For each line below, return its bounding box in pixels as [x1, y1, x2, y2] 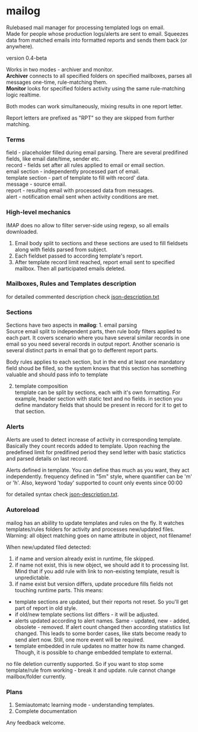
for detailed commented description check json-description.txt [6, 293, 159, 300]
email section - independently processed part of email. [6, 168, 140, 175]
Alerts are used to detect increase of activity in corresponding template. [6, 436, 182, 443]
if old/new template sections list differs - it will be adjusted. [14, 611, 159, 618]
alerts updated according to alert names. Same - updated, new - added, [14, 617, 191, 624]
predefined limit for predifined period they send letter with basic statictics [6, 449, 186, 456]
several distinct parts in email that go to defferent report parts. [6, 347, 158, 354]
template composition [14, 383, 68, 390]
